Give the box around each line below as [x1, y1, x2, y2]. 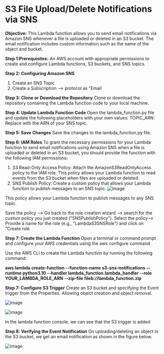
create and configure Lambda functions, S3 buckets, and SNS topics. [5, 61, 146, 67]
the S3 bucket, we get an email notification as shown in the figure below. [5, 333, 153, 339]
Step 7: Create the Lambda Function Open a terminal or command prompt [5, 235, 156, 241]
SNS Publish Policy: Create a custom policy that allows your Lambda [12, 180, 151, 186]
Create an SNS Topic [12, 80, 55, 86]
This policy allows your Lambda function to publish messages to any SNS [5, 195, 154, 201]
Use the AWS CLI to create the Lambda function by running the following [5, 250, 153, 256]
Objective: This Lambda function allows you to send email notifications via [5, 30, 157, 36]
